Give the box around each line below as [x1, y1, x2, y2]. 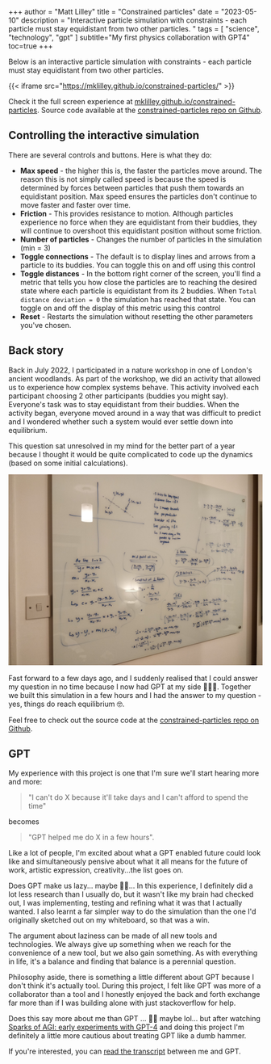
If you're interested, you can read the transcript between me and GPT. [8, 1046, 242, 1057]
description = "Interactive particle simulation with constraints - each [20, 15, 248, 25]
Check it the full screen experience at [8, 97, 133, 106]
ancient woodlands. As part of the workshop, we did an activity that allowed [8, 373, 261, 383]
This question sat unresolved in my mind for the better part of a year [8, 440, 236, 451]
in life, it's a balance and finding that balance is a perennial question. [8, 957, 236, 966]
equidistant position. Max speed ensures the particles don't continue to [19, 191, 257, 201]
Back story [8, 343, 65, 358]
